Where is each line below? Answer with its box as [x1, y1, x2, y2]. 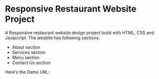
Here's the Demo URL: [5, 69, 50, 75]
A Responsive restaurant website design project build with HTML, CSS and [5, 30, 154, 35]
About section [12, 44, 40, 50]
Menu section [12, 54, 40, 60]
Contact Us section [12, 60, 51, 65]
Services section [12, 49, 46, 55]
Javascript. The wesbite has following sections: [5, 35, 100, 41]
